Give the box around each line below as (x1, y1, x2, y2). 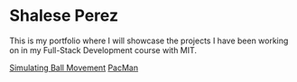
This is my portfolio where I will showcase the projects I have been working (9, 35, 289, 46)
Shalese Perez (9, 5, 119, 26)
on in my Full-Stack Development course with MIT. (9, 44, 197, 55)
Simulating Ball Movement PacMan (9, 62, 139, 73)
